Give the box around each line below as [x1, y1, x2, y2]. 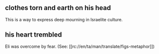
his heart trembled [5, 31, 62, 39]
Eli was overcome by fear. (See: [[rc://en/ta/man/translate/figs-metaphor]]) [5, 43, 155, 49]
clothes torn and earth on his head [5, 4, 111, 12]
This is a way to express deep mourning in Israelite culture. [5, 16, 123, 22]
